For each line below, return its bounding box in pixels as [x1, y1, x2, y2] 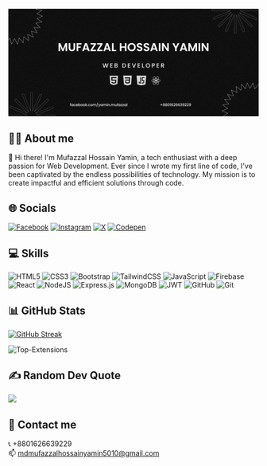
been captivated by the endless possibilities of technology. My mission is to [8, 170, 256, 179]
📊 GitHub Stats [8, 304, 86, 318]
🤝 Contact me [8, 418, 77, 432]
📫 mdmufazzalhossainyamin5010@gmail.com [8, 448, 160, 458]
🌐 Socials [8, 201, 57, 215]
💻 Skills [8, 246, 49, 260]
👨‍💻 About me [8, 131, 74, 145]
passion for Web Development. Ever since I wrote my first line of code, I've [8, 161, 253, 171]
